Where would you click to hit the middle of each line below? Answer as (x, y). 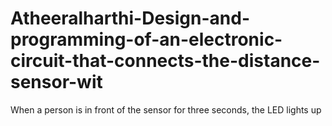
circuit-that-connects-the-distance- (165, 61)
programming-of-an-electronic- (146, 39)
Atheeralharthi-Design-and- (130, 18)
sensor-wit (56, 82)
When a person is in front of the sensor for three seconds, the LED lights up (166, 109)
